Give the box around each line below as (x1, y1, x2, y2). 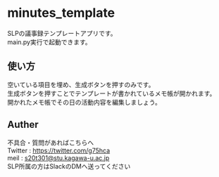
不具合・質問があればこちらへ (7, 138, 94, 147)
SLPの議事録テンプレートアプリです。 (7, 29, 118, 37)
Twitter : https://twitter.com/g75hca (7, 146, 111, 155)
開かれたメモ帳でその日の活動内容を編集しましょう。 (7, 98, 162, 106)
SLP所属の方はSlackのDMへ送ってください (7, 162, 131, 170)
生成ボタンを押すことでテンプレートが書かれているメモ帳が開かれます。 (7, 89, 216, 98)
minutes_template (7, 5, 115, 21)
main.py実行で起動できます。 (7, 37, 92, 46)
